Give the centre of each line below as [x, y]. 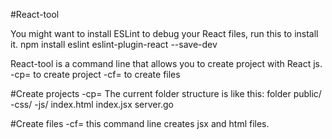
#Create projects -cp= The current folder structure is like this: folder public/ [166, 93]
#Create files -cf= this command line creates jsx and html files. [140, 123]
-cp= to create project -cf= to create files [95, 74]
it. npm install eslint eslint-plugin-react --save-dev [114, 44]
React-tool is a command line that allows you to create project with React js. [166, 63]
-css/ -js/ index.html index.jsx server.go [92, 104]
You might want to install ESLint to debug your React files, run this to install [164, 33]
